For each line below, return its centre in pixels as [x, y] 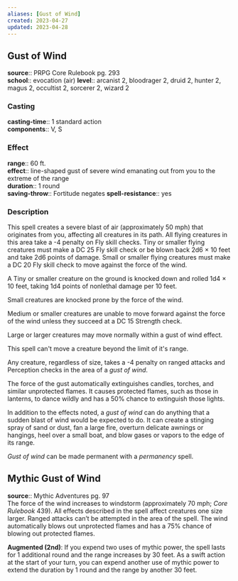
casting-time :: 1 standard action [54, 122]
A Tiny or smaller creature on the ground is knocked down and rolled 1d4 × [117, 279]
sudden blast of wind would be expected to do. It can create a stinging [111, 420]
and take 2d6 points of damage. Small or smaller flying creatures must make [119, 258]
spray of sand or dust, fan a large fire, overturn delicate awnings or [106, 428]
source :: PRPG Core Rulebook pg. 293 [64, 73]
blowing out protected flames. [51, 533]
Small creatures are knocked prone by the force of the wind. [95, 300]
